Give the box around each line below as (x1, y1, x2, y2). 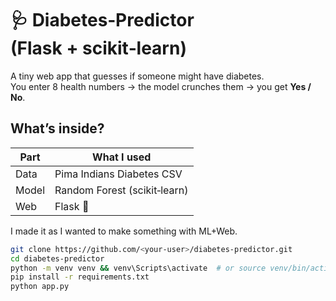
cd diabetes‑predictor (10, 253, 105, 264)
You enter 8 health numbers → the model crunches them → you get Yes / (10, 80, 312, 92)
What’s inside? (10, 120, 105, 137)
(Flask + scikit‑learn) (10, 37, 187, 60)
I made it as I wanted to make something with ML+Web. (10, 225, 238, 237)
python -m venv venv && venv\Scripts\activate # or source (10, 263, 267, 273)
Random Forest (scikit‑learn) (54, 183, 189, 197)
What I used (92, 150, 152, 164)
